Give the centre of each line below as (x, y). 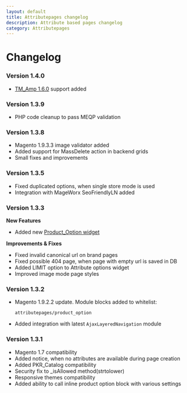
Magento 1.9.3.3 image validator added (62, 145)
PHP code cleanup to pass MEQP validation (68, 117)
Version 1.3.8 (25, 132)
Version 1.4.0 (26, 76)
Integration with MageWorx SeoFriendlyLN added (75, 192)
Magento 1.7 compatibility (46, 352)
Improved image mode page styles (57, 273)
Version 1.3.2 (25, 289)
